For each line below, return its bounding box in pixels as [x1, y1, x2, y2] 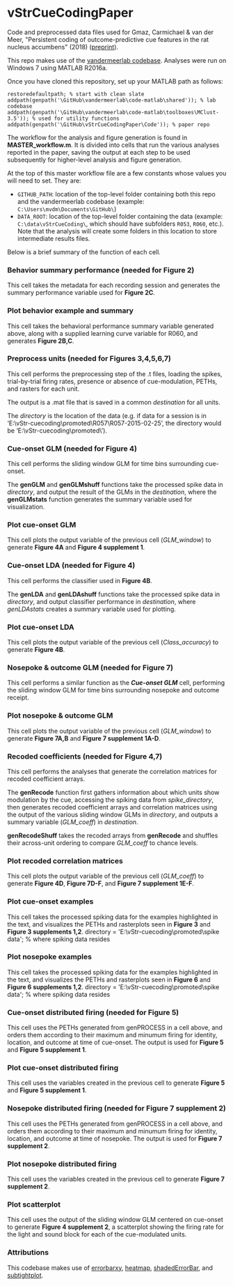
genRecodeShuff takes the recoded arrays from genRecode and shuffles [7, 831, 218, 839]
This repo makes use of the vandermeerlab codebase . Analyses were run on [7, 56, 227, 64]
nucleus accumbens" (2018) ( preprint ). [7, 42, 119, 51]
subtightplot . [7, 1271, 44, 1279]
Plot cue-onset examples [7, 897, 94, 906]
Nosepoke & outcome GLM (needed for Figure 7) [7, 663, 174, 672]
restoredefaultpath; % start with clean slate [7, 91, 145, 98]
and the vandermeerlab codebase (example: [17, 197, 145, 206]
